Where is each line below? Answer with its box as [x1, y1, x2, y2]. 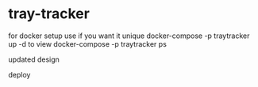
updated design [8, 55, 60, 64]
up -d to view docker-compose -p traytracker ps [8, 39, 167, 48]
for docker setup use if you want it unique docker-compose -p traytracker [8, 31, 250, 40]
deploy [8, 70, 31, 79]
